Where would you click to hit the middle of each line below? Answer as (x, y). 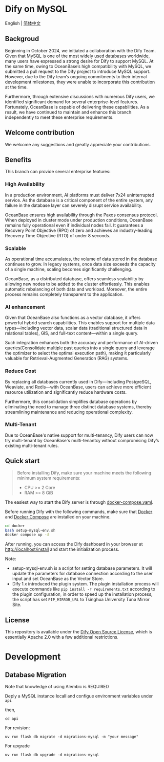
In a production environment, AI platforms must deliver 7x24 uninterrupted (80, 195)
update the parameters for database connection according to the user (82, 574)
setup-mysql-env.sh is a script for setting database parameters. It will (82, 568)
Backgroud (22, 39)
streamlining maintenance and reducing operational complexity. (69, 412)
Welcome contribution (40, 133)
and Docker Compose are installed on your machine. (58, 516)
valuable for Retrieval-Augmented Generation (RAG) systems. (67, 359)
